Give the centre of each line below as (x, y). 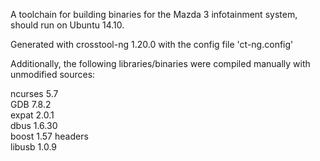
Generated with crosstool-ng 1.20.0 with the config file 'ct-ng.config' (152, 44)
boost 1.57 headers (49, 136)
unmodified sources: (53, 74)
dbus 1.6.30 (34, 125)
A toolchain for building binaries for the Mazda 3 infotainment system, (154, 14)
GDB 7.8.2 (31, 104)
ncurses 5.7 (34, 93)
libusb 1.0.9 (33, 147)
